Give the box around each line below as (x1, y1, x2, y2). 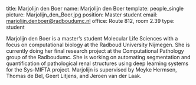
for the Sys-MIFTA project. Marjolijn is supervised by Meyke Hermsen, (6, 66, 177, 73)
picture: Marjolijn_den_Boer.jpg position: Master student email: (6, 11, 158, 18)
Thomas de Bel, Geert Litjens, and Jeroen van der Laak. (6, 73, 142, 79)
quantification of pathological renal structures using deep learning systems (6, 60, 189, 67)
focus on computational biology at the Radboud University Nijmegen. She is (6, 41, 190, 48)
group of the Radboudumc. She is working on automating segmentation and (6, 54, 191, 60)
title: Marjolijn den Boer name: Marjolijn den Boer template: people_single (6, 5, 184, 12)
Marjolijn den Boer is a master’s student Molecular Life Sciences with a (6, 35, 178, 42)
